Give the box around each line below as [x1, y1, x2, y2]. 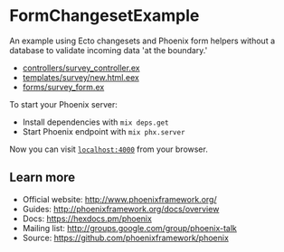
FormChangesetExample [9, 5, 200, 26]
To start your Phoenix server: [9, 98, 118, 109]
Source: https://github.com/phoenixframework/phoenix [22, 232, 229, 243]
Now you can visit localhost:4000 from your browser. [9, 144, 208, 154]
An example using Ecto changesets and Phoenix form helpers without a [9, 35, 276, 46]
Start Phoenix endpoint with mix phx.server [22, 126, 185, 136]
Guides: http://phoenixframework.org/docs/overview [22, 203, 220, 214]
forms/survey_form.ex [22, 81, 105, 92]
